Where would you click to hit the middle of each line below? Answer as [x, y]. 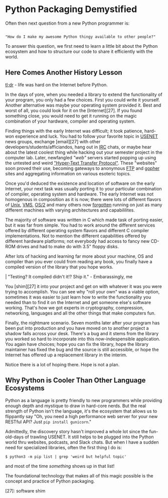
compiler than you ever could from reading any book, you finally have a [79, 261]
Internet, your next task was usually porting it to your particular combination [83, 188]
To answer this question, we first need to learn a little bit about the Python [81, 46]
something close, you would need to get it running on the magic [71, 116]
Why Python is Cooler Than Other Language [75, 380]
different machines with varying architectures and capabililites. [70, 210]
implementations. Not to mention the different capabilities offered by [76, 236]
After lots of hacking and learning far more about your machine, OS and [79, 256]
